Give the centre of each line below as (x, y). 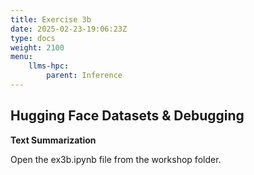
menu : (21, 57)
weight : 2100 (37, 47)
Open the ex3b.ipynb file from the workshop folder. (116, 159)
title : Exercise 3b (51, 19)
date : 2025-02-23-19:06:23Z (69, 29)
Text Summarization (53, 140)
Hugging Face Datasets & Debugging (127, 116)
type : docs (33, 38)
